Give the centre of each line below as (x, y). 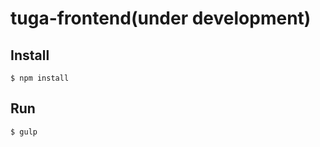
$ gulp (24, 132)
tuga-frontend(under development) (161, 18)
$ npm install (40, 78)
